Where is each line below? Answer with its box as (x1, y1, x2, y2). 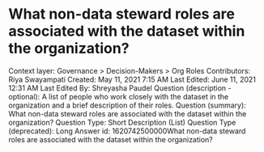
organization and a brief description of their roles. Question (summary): (8, 100, 247, 110)
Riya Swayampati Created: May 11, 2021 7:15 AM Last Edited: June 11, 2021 (8, 74, 257, 84)
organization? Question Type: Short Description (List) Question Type (8, 117, 236, 127)
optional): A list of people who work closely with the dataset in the (8, 91, 229, 101)
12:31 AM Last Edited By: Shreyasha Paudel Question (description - (8, 82, 232, 93)
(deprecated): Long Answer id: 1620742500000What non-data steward (8, 126, 246, 136)
